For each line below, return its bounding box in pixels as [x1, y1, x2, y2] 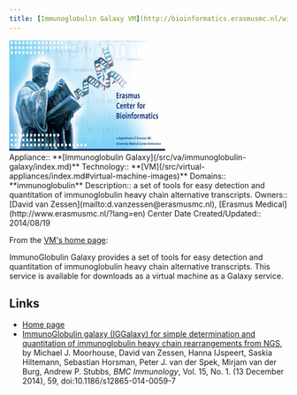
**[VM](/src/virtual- [131, 161, 205, 171]
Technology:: [81, 161, 130, 171]
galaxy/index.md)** [9, 161, 80, 171]
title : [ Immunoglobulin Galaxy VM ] [9, 14, 141, 23]
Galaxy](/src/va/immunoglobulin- [125, 151, 247, 163]
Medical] [255, 199, 287, 209]
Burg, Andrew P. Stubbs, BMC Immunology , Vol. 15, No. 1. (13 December [21, 367, 285, 377]
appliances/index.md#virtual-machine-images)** [9, 171, 188, 181]
